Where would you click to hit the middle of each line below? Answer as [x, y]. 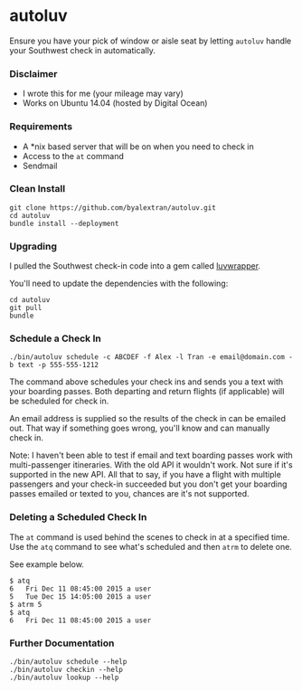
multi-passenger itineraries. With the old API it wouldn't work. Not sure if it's [151, 465]
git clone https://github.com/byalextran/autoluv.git [113, 208]
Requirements [41, 127]
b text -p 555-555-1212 [54, 365]
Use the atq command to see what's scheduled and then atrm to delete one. [151, 546]
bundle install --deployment [64, 223]
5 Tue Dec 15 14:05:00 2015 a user [80, 596]
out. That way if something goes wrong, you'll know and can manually [140, 428]
